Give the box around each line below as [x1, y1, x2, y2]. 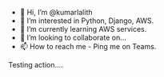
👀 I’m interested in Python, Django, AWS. [19, 16, 154, 25]
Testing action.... [8, 60, 63, 69]
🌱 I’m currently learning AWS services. [19, 25, 147, 33]
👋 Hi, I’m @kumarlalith [19, 8, 93, 17]
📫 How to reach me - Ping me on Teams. [19, 42, 157, 51]
